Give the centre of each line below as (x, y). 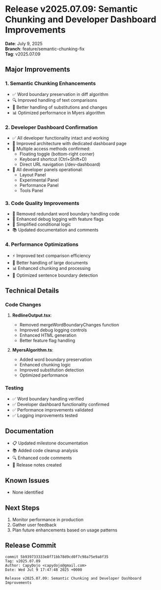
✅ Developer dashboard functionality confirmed (61, 404)
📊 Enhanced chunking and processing (51, 268)
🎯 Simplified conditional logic (41, 224)
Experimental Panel (39, 180)
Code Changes (23, 304)
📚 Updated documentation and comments (55, 230)
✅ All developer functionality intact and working (60, 138)
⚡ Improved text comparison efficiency (51, 255)
